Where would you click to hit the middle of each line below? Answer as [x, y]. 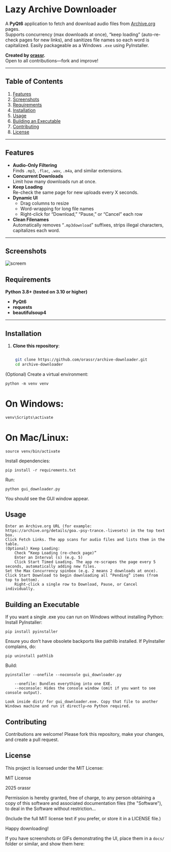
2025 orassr [18, 788]
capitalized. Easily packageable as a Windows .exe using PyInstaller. [77, 45]
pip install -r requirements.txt [41, 470]
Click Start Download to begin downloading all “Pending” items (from [82, 576]
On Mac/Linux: [37, 438]
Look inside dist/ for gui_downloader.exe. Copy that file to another [82, 702]
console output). [24, 693]
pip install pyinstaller [32, 632]
